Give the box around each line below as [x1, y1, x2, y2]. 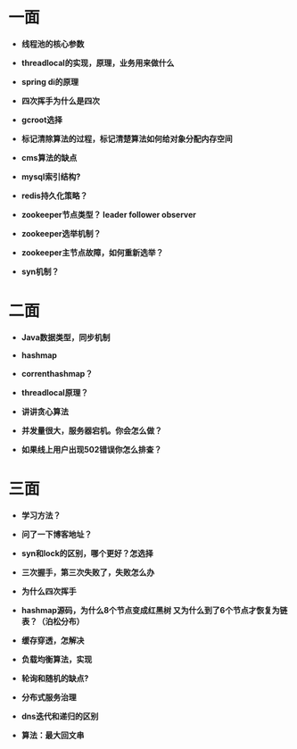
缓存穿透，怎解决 [21, 635, 85, 645]
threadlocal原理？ [21, 387, 89, 397]
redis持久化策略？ [21, 190, 88, 201]
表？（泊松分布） [21, 616, 85, 627]
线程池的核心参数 [21, 38, 85, 49]
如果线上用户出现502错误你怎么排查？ [21, 444, 162, 454]
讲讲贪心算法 [21, 406, 69, 417]
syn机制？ [21, 266, 60, 277]
